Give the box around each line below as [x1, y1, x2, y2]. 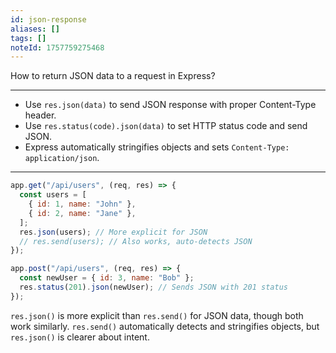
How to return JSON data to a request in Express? [10, 70, 216, 82]
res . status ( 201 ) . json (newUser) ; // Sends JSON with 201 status [19, 282, 288, 292]
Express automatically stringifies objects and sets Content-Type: [24, 141, 290, 153]
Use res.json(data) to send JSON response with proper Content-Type [24, 99, 317, 111]
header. [24, 109, 57, 121]
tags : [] [10, 33, 47, 43]
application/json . [24, 152, 100, 164]
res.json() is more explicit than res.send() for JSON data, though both [10, 309, 304, 321]
